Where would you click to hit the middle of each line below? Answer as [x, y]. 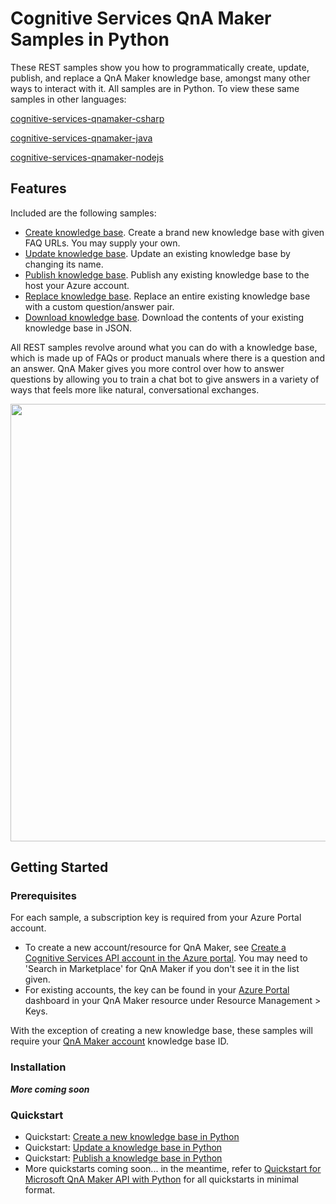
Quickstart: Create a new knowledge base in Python [132, 1137]
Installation [38, 1067]
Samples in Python [90, 39]
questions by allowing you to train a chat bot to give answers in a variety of [165, 379]
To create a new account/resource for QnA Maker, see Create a [155, 948]
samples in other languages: [68, 99]
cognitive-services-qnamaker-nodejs [87, 157]
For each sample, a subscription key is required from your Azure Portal [156, 918]
